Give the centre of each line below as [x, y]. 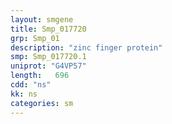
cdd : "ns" [31, 85]
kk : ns [24, 94]
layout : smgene [42, 19]
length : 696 [40, 76]
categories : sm [42, 103]
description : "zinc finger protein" [86, 47]
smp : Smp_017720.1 [48, 57]
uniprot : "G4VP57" [48, 66]
